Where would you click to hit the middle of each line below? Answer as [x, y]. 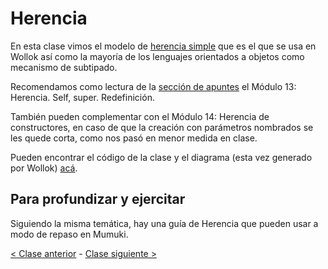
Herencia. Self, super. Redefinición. [82, 97]
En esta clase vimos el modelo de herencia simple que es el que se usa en [163, 46]
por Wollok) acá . [44, 168]
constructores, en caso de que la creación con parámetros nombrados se [162, 127]
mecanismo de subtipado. [64, 67]
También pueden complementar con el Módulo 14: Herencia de [140, 116]
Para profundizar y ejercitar [98, 199]
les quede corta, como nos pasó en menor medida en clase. [134, 138]
